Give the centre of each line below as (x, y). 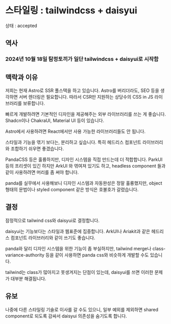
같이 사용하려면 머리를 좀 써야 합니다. (42, 172)
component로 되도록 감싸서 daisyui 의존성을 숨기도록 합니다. (66, 316)
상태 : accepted (21, 26)
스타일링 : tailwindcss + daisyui (71, 10)
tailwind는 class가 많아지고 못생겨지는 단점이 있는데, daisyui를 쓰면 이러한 (79, 272)
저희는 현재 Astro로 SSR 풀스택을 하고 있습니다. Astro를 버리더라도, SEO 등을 (82, 90)
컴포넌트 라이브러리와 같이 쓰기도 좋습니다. (53, 238)
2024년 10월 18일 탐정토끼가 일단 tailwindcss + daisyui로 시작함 (82, 59)
